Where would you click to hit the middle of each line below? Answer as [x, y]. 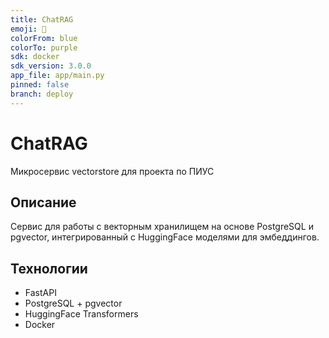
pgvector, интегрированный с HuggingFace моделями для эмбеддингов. [165, 237]
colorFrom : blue [44, 38]
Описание [43, 202]
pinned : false [40, 85]
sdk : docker [35, 57]
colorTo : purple [44, 47]
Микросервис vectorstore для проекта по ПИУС [112, 171]
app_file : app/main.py [57, 76]
